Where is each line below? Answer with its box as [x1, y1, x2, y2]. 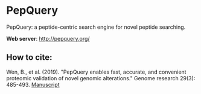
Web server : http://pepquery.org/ [6, 35, 90, 42]
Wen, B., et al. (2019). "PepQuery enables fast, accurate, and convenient [6, 68, 187, 75]
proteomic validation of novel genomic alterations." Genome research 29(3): [6, 74, 196, 81]
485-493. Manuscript [6, 81, 60, 88]
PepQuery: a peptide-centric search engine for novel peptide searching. [6, 23, 186, 31]
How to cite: [6, 52, 53, 63]
